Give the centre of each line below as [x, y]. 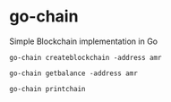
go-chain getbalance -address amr [74, 73]
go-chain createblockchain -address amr [86, 57]
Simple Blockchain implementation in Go [84, 41]
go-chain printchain [48, 89]
